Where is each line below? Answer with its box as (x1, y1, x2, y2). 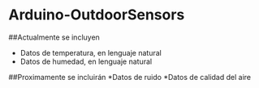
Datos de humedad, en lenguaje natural (19, 57, 153, 66)
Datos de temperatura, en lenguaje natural (19, 48, 162, 57)
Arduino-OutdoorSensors (8, 6, 185, 24)
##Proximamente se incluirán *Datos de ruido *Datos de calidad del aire (8, 72, 252, 82)
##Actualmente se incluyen (8, 32, 100, 42)
